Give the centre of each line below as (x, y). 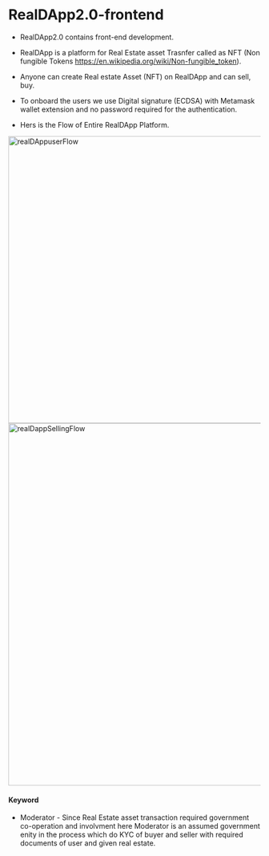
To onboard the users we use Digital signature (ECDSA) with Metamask (137, 100)
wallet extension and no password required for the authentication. (128, 109)
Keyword (24, 800)
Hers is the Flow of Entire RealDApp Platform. (94, 124)
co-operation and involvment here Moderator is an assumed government (140, 826)
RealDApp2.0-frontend (86, 15)
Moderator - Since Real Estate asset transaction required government (134, 817)
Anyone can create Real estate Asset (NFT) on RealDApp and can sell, (135, 76)
